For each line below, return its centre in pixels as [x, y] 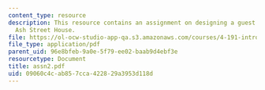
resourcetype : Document [47, 59]
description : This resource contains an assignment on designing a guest [132, 23]
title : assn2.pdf [37, 67]
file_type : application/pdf [54, 45]
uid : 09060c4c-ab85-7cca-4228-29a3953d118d [81, 74]
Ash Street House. [46, 30]
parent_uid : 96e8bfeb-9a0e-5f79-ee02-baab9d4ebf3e [93, 52]
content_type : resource [47, 15]
